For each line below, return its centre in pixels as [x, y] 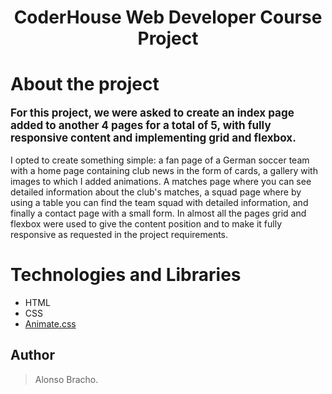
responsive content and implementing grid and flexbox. [153, 138]
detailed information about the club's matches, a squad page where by [156, 192]
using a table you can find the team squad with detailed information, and [159, 203]
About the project [85, 84]
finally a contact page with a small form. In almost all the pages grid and [158, 213]
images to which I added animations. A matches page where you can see [161, 182]
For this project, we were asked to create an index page [152, 113]
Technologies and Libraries [126, 275]
